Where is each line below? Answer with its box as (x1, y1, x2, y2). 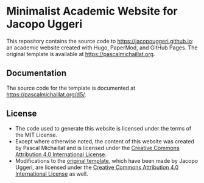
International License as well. (15, 170, 88, 178)
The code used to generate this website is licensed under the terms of (15, 124, 192, 132)
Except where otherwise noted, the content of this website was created (15, 137, 195, 145)
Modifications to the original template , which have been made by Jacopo (15, 157, 199, 164)
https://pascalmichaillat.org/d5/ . (6, 90, 86, 98)
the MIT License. (15, 131, 58, 138)
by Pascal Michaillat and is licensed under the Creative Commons (15, 144, 180, 151)
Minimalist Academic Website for (6, 4, 178, 18)
